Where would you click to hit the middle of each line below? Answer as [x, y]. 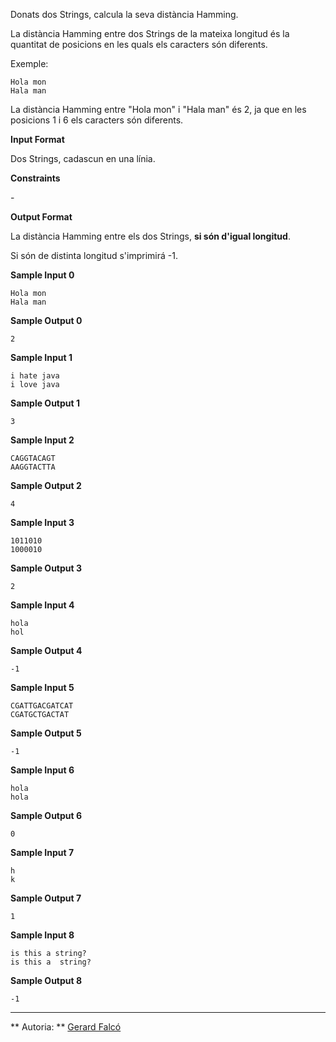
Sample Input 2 [42, 440]
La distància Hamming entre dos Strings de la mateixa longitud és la [150, 33]
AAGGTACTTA [33, 467]
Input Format [37, 139]
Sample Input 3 [42, 522]
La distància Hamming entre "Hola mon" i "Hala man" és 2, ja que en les [158, 109]
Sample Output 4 [46, 650]
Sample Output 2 [46, 485]
